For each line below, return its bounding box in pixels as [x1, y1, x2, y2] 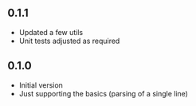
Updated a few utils [18, 27, 84, 37]
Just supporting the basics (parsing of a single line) [18, 88, 189, 98]
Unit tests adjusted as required [18, 36, 120, 45]
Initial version [18, 80, 63, 90]
